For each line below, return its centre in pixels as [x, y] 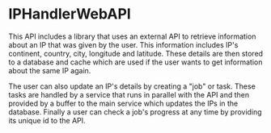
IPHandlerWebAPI [70, 14]
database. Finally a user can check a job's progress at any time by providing [135, 112]
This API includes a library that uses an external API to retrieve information [132, 36]
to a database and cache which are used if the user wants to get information [135, 62]
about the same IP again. [50, 70]
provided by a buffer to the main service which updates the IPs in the [123, 103]
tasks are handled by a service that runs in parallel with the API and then [129, 94]
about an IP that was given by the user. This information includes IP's [123, 44]
